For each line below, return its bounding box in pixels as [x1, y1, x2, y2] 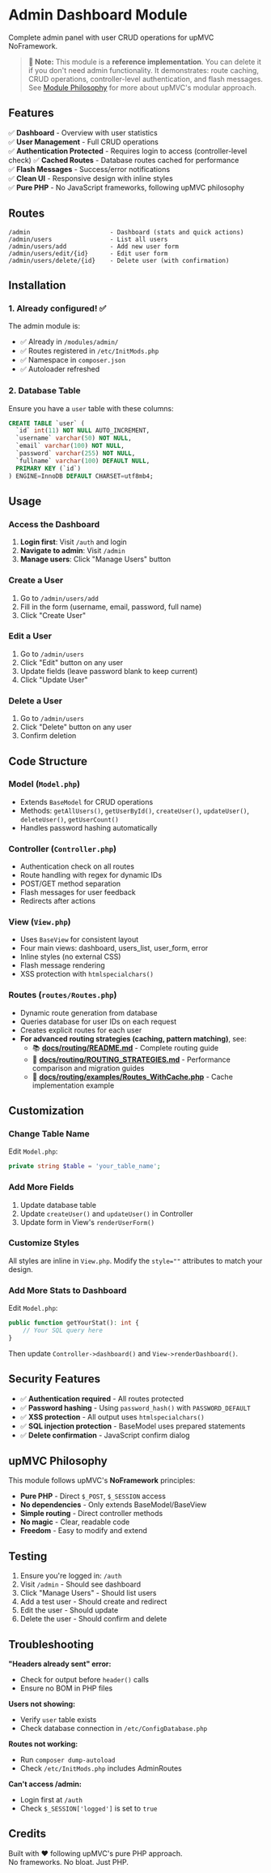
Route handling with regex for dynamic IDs [19, 870, 163, 880]
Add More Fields [8, 1182, 74, 1193]
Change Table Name [8, 1128, 91, 1140]
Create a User [8, 574, 64, 586]
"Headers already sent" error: [8, 1659, 112, 1669]
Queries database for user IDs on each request [19, 1016, 176, 1026]
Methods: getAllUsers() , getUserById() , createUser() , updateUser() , [19, 805, 249, 815]
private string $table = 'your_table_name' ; [8, 1162, 161, 1171]
